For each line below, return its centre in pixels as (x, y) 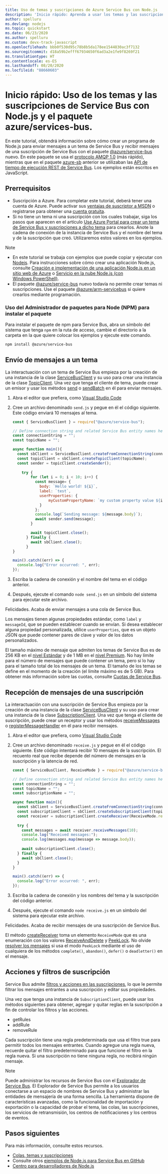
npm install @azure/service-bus (39, 344)
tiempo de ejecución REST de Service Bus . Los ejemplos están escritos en (82, 167)
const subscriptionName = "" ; (44, 793)
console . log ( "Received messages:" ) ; (60, 835)
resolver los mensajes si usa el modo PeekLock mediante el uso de (73, 946)
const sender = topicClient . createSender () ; (64, 463)
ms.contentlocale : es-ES (31, 61)
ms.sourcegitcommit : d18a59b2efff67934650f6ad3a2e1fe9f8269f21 (72, 52)
